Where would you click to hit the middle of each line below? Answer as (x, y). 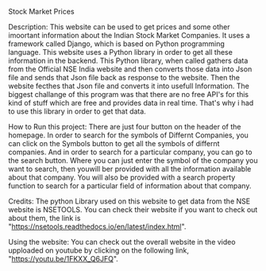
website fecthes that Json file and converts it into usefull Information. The (129, 86)
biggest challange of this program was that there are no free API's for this (128, 94)
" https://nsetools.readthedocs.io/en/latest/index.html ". (97, 226)
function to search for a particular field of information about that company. (130, 186)
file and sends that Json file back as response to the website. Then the (124, 77)
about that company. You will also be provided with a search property (122, 177)
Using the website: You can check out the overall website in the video (122, 242)
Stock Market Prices (41, 12)
